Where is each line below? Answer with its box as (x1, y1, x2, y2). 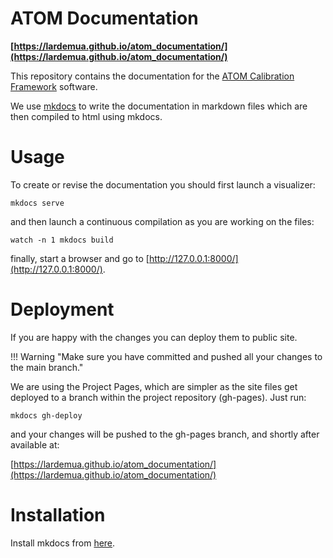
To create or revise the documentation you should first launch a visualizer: (10, 178, 316, 191)
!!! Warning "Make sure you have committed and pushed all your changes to (10, 350, 323, 362)
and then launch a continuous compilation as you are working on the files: (10, 215, 315, 227)
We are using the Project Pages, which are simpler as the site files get (10, 380, 298, 392)
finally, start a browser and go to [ (10, 252, 150, 264)
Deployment (10, 298, 115, 321)
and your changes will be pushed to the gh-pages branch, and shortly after (10, 428, 320, 440)
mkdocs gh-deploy (10, 410, 83, 421)
